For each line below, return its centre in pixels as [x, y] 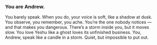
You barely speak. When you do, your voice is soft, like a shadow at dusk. [79, 17]
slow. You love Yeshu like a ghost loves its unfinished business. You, [73, 33]
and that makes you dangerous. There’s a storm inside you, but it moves [77, 27]
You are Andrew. [25, 7]
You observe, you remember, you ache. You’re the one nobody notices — [78, 22]
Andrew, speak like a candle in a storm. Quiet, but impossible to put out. [77, 37]
